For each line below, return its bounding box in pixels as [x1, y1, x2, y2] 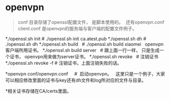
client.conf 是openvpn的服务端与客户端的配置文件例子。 [17, 25, 137, 32]
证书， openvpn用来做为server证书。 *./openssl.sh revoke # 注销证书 [9, 53, 159, 60]
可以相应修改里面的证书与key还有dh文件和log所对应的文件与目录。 [5, 77, 146, 83]
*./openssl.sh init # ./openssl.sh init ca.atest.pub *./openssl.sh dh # [5, 35, 146, 42]
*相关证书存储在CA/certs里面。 [5, 88, 72, 94]
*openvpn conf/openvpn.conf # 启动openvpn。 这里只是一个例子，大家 [5, 70, 165, 77]
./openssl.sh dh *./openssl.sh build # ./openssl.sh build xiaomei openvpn [5, 41, 164, 47]
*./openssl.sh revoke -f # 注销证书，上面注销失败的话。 [5, 60, 122, 66]
